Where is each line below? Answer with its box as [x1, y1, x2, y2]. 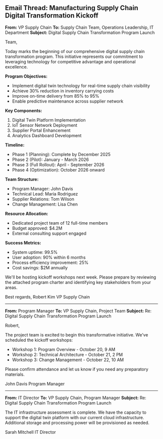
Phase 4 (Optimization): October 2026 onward [12, 167, 105, 173]
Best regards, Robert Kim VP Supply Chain [5, 294, 90, 299]
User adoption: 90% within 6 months [12, 254, 86, 260]
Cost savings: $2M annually [12, 264, 68, 270]
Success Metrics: [5, 240, 41, 246]
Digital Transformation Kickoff [5, 12, 98, 20]
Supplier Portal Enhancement [12, 127, 71, 133]
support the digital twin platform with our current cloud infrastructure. [5, 414, 145, 420]
